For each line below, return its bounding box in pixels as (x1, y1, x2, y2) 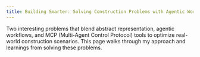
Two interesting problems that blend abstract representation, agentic (6, 25, 174, 32)
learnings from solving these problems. (6, 44, 102, 51)
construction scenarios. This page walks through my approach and (21, 37, 186, 45)
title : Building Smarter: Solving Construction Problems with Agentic (6, 8, 185, 15)
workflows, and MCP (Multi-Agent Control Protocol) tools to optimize (6, 31, 175, 39)
